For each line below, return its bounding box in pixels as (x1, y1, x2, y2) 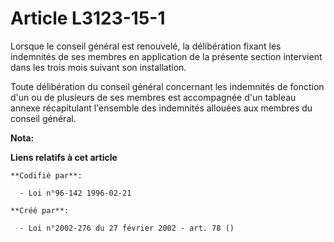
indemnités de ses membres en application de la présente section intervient (10, 50, 323, 62)
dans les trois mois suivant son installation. (10, 61, 187, 73)
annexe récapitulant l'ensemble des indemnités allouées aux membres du (10, 102, 313, 114)
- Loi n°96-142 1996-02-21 (19, 188, 132, 198)
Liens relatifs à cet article (10, 151, 118, 163)
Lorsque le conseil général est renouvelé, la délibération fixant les (10, 40, 282, 52)
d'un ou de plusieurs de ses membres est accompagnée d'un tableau (10, 91, 297, 103)
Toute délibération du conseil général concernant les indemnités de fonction (10, 80, 325, 92)
